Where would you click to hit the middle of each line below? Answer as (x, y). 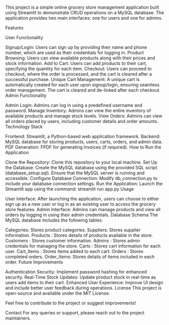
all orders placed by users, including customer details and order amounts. (82, 121)
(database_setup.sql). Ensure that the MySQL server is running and (75, 173)
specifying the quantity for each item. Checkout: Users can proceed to (79, 69)
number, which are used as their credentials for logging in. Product (75, 53)
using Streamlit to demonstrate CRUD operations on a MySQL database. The (85, 13)
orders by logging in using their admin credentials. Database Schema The (81, 215)
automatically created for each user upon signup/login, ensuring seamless (82, 85)
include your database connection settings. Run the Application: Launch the (84, 184)
